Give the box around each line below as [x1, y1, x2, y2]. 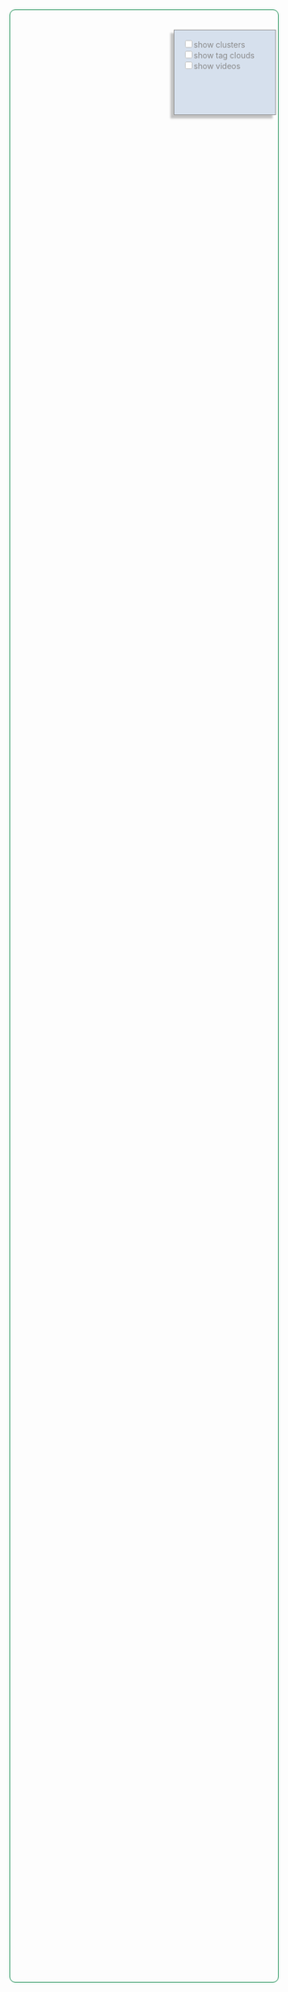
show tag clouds [193, 50, 255, 61]
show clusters [193, 40, 246, 50]
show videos [193, 61, 241, 72]
